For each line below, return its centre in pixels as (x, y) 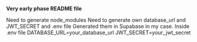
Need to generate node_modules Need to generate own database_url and (96, 20)
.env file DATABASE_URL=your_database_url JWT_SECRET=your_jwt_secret (99, 33)
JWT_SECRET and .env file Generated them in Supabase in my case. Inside (98, 26)
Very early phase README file (44, 9)
